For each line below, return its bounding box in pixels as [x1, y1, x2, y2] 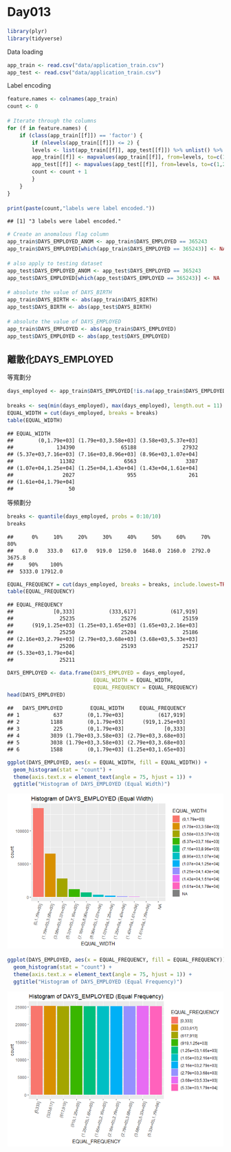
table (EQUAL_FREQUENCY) [7, 588, 76, 595]
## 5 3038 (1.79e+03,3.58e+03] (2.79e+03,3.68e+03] [7, 739, 186, 746]
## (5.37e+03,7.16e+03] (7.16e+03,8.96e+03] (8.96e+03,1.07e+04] [7, 451, 198, 458]
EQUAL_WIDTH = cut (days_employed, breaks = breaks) [7, 410, 158, 416]
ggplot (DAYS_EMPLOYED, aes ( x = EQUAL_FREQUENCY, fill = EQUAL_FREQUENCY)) [7, 956, 226, 964]
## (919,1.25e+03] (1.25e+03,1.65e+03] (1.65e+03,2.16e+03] [7, 622, 198, 629]
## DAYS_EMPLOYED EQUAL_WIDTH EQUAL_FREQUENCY [7, 705, 186, 711]
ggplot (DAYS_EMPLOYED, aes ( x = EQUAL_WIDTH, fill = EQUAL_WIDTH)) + [7, 759, 208, 766]
